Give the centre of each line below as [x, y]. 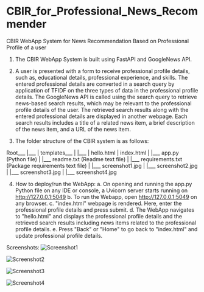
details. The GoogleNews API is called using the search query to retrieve [106, 97]
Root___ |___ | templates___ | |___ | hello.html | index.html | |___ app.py [93, 153]
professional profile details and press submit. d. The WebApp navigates [105, 210]
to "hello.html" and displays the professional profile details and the [99, 216]
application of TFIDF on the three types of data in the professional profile [107, 90]
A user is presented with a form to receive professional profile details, [102, 71]
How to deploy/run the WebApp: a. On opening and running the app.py [104, 184]
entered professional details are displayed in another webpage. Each [101, 116]
